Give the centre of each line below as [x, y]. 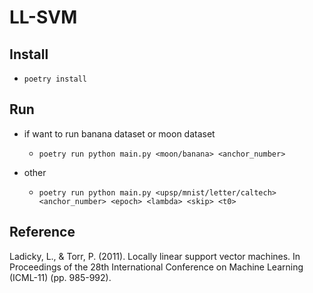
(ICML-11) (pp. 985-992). [60, 277]
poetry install [55, 79]
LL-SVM [43, 17]
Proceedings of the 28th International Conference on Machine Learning [156, 267]
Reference [42, 232]
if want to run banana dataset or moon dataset [119, 133]
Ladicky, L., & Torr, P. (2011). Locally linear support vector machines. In [155, 256]
